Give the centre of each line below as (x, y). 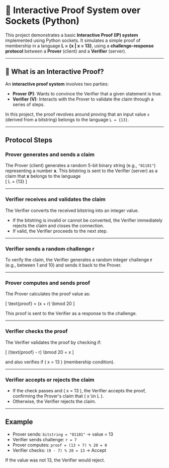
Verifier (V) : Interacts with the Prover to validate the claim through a (83, 99)
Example (19, 422)
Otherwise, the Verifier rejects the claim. (54, 401)
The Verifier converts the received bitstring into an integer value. (72, 210)
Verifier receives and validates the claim (55, 199)
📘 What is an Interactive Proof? (55, 72)
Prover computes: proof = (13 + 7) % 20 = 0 (60, 445)
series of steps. (29, 104)
